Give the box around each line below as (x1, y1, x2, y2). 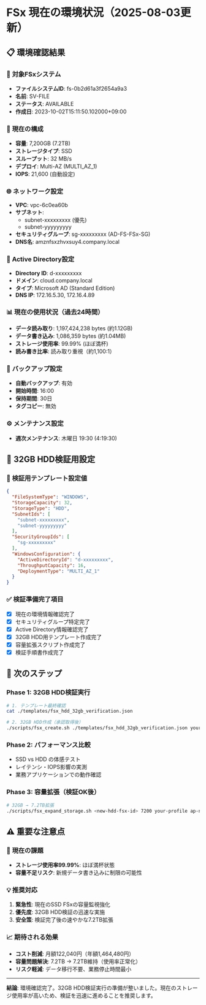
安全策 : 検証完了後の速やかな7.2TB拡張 (15, 916, 113, 923)
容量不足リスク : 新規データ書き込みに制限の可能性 (15, 869, 142, 876)
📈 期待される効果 (6, 933, 58, 941)
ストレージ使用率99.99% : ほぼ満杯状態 (15, 862, 115, 869)
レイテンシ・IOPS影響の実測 (15, 764, 87, 771)
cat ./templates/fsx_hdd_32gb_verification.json (6, 708, 133, 715)
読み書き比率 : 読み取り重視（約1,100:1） (15, 347, 115, 355)
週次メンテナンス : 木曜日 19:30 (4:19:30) (15, 434, 118, 442)
